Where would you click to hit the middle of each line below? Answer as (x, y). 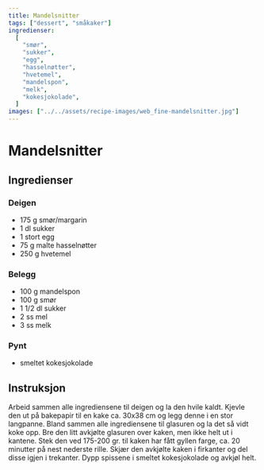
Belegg (22, 274)
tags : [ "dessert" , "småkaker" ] (60, 23)
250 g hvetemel (45, 253)
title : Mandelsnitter (44, 15)
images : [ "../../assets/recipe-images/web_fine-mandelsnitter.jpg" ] (124, 112)
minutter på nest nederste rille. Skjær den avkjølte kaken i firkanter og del (128, 449)
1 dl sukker (37, 228)
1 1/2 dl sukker (43, 308)
